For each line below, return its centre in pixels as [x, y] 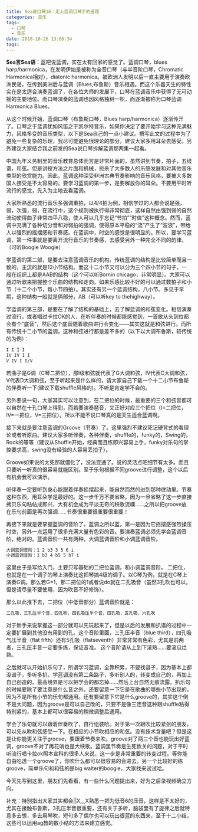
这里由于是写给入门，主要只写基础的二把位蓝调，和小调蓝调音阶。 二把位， [97, 568]
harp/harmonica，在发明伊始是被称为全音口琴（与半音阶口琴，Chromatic [95, 69]
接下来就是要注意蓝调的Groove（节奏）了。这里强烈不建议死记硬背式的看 [95, 427]
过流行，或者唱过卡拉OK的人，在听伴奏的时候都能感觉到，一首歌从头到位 [95, 316]
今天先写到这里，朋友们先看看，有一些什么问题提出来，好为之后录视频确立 [96, 781]
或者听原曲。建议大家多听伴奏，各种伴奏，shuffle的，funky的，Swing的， [101, 435]
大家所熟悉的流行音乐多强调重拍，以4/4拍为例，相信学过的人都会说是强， [96, 203]
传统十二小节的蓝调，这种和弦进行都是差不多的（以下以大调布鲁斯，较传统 [101, 331]
